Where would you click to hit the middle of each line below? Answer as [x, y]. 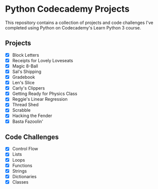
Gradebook [24, 77]
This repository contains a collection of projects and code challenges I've [79, 23]
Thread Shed [25, 105]
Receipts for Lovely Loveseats [43, 60]
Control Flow [25, 149]
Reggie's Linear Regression [40, 99]
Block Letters [26, 55]
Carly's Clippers [28, 88]
